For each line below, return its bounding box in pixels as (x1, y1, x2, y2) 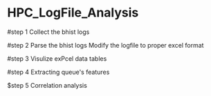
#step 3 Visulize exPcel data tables (7, 54, 107, 63)
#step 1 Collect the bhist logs (7, 28, 90, 36)
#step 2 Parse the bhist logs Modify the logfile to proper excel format (7, 41, 204, 49)
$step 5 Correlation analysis (7, 81, 88, 89)
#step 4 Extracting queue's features (7, 68, 110, 76)
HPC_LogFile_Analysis (7, 5, 139, 21)
